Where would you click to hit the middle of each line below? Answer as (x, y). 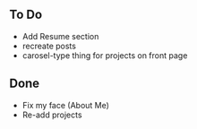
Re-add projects (52, 115)
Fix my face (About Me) (66, 105)
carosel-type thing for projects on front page (105, 55)
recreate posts (49, 46)
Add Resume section (60, 36)
